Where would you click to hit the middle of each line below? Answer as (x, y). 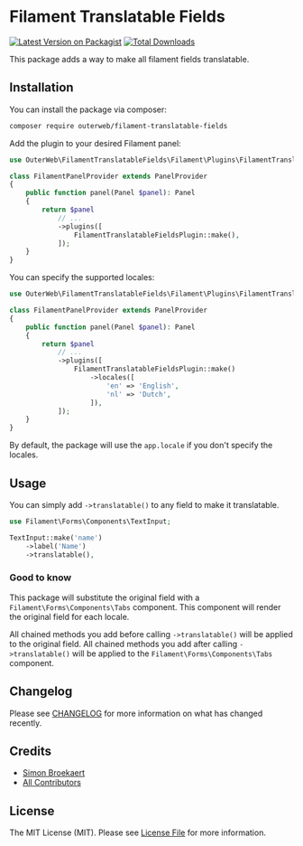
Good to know (41, 578)
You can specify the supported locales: (82, 277)
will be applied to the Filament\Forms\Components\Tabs (172, 653)
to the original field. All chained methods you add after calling (124, 644)
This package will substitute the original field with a (105, 597)
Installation (41, 88)
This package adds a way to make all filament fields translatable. (129, 59)
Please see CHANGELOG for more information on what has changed (136, 713)
